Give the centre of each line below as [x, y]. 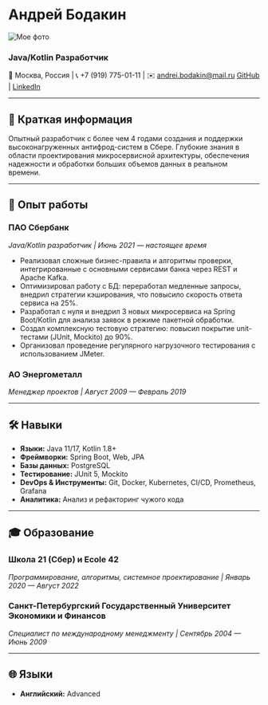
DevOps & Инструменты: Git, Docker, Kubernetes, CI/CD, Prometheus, [138, 482]
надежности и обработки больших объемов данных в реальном [118, 164]
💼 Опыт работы [48, 205]
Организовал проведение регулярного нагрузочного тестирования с [138, 345]
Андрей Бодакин [67, 15]
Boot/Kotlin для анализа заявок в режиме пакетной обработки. [127, 320]
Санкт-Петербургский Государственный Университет [120, 606]
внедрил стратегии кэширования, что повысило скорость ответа [131, 294]
